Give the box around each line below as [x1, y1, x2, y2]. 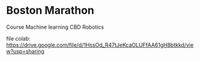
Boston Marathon [6, 4, 95, 17]
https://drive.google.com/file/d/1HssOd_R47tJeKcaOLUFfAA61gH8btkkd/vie [6, 41, 194, 48]
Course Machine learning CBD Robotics [6, 23, 104, 30]
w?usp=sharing [6, 47, 45, 54]
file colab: [6, 35, 31, 42]
